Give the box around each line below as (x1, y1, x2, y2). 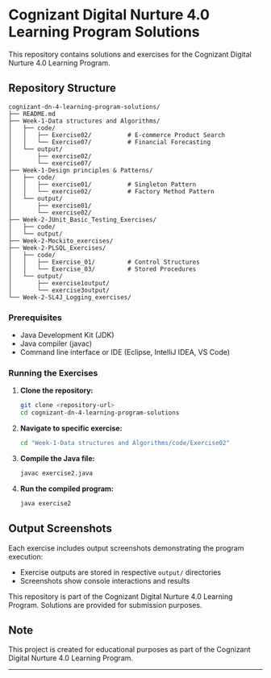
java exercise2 (19, 499, 72, 507)
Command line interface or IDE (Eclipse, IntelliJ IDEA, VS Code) (19, 347, 231, 357)
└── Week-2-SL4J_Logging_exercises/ (8, 293, 131, 302)
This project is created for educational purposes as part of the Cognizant (8, 645, 252, 655)
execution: (8, 551, 44, 561)
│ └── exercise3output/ (8, 286, 110, 294)
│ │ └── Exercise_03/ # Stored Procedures (8, 264, 197, 273)
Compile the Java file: (19, 453, 95, 463)
